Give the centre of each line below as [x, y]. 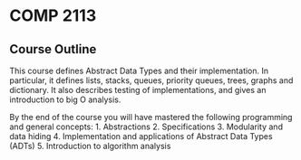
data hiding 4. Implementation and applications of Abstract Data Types [141, 136]
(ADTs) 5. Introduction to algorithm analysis [90, 146]
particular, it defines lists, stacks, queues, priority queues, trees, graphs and [151, 80]
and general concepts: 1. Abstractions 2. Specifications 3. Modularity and [146, 127]
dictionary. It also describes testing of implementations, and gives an [138, 90]
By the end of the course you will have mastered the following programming [151, 117]
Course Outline [53, 49]
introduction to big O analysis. [65, 99]
